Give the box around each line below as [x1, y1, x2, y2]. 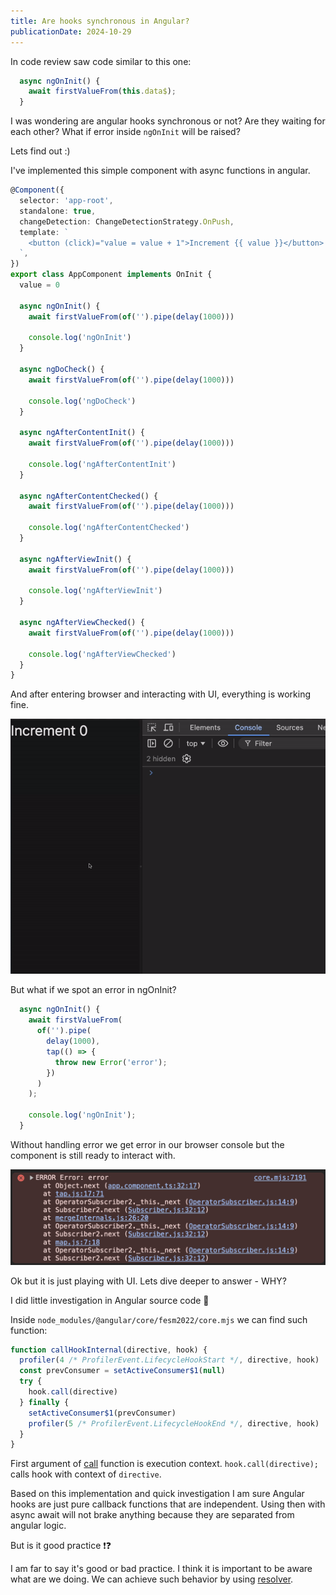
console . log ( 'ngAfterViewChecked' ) [28, 649, 177, 659]
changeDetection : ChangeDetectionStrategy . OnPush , [19, 216, 235, 227]
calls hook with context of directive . [10, 1468, 162, 1480]
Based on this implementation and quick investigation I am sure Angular [10, 1488, 305, 1500]
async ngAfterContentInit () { [19, 428, 145, 438]
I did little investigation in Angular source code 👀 [10, 1294, 210, 1306]
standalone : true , [19, 206, 97, 216]
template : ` [19, 227, 70, 237]
